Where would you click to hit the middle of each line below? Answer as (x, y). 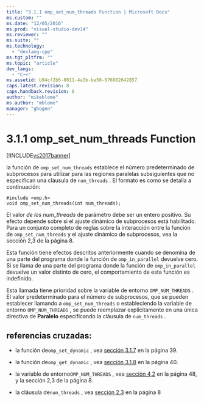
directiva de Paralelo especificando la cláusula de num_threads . (86, 316)
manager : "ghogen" (30, 108)
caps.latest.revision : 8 (38, 86)
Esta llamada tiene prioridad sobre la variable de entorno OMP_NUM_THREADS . (100, 290)
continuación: (23, 187)
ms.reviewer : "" (27, 35)
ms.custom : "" (24, 18)
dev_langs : (20, 69)
